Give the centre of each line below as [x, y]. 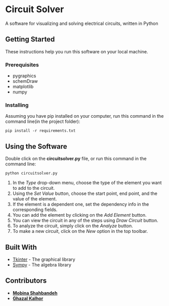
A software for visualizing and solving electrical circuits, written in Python [82, 23]
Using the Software [36, 146]
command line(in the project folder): [43, 122]
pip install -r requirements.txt [40, 131]
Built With [21, 247]
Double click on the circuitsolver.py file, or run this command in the [76, 159]
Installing [17, 105]
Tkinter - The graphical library [44, 259]
